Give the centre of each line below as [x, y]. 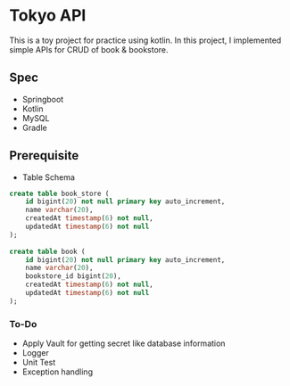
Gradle [34, 127]
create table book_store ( [59, 193]
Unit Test [39, 363]
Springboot [43, 99]
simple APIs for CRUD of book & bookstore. [89, 49]
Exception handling [58, 372]
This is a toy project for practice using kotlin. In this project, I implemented [145, 40]
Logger [35, 353]
